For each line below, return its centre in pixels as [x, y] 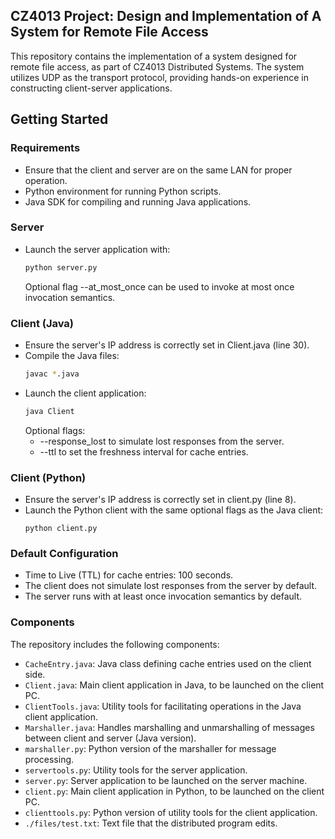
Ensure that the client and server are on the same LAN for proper [158, 170]
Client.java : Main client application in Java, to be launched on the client [174, 685]
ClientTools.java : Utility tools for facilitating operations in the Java [163, 706]
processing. [49, 759]
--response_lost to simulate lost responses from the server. [162, 441]
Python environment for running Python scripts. [123, 191]
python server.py [61, 267]
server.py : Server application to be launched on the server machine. [166, 780]
